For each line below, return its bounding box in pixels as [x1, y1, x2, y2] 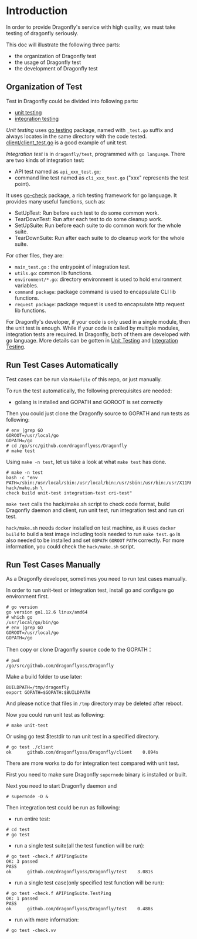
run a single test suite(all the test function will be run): [14, 842, 145, 849]
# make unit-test [6, 723, 49, 728]
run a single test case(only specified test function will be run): [14, 879, 164, 886]
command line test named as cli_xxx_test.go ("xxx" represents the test [14, 174, 189, 181]
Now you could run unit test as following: [6, 711, 105, 718]
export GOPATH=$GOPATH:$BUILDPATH [6, 690, 91, 696]
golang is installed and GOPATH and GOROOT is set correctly [14, 398, 163, 405]
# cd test [6, 827, 30, 833]
